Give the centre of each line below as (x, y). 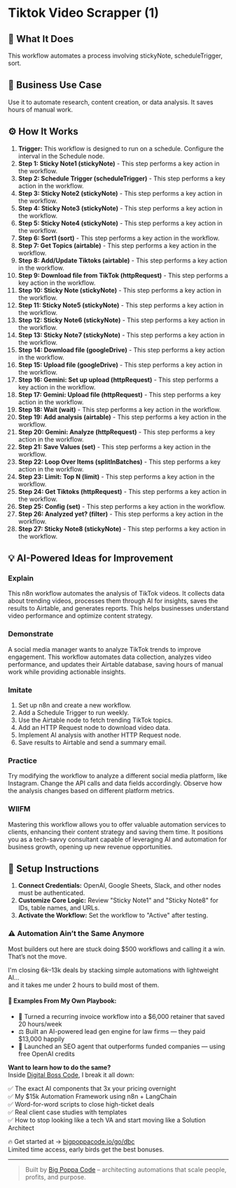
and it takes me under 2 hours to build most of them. (84, 985)
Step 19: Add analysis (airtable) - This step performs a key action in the (122, 417)
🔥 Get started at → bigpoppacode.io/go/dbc (71, 1141)
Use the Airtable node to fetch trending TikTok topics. (95, 720)
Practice (22, 761)
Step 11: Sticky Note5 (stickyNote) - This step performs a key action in (121, 305)
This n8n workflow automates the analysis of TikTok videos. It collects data (116, 594)
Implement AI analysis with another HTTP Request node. (99, 735)
